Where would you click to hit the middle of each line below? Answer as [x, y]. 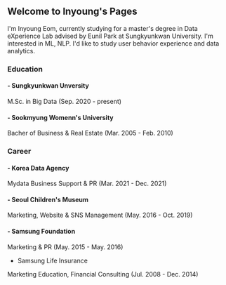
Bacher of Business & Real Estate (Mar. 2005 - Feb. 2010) [90, 133]
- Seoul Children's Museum [48, 199]
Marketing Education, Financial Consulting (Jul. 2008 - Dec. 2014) [103, 274]
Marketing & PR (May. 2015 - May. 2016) [65, 247]
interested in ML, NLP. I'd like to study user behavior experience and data [113, 43]
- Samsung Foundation [41, 232]
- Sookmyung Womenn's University [60, 117]
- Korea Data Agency [38, 168]
